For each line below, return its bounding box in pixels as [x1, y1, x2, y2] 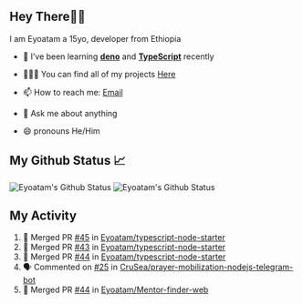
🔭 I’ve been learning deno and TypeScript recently [22, 51, 214, 62]
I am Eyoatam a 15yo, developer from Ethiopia [9, 33, 182, 44]
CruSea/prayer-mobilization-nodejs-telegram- [120, 261, 294, 273]
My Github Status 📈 [9, 153, 126, 168]
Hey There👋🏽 [9, 9, 87, 25]
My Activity [9, 208, 78, 224]
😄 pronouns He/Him [22, 125, 100, 137]
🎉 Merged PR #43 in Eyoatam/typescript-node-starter [22, 242, 226, 253]
